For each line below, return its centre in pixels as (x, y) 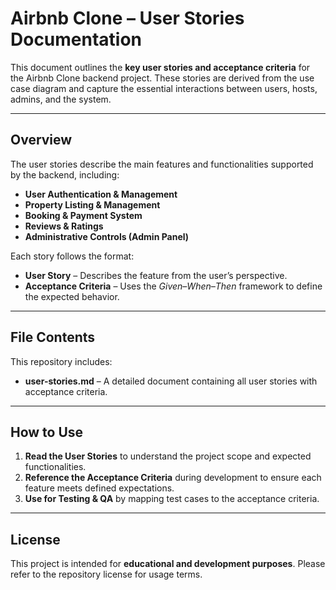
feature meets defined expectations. (99, 488)
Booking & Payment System (83, 215)
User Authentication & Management (101, 194)
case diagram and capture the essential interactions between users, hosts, (164, 88)
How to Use (47, 432)
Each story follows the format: (72, 256)
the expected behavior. (72, 296)
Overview (41, 140)
